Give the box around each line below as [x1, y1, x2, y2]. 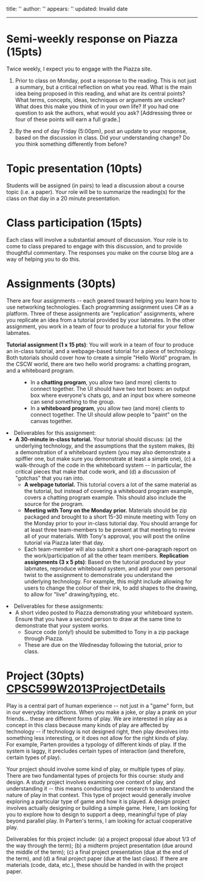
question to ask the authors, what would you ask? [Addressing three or [15, 109, 192, 116]
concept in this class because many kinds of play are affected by [6, 721, 169, 728]
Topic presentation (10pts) [6, 162, 143, 176]
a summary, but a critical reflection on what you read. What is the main [15, 83, 192, 91]
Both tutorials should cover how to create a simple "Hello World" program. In [6, 354, 198, 361]
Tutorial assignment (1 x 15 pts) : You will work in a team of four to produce [6, 340, 194, 348]
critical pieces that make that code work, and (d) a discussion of [15, 468, 176, 475]
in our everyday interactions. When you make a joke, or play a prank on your [6, 708, 197, 716]
